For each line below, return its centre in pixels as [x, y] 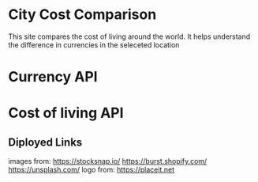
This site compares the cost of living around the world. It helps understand [129, 36]
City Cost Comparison [82, 15]
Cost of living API [66, 113]
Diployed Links [45, 142]
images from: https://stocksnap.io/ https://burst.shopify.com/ [108, 161]
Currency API [53, 77]
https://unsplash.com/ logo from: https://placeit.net [92, 170]
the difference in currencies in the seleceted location [94, 44]
